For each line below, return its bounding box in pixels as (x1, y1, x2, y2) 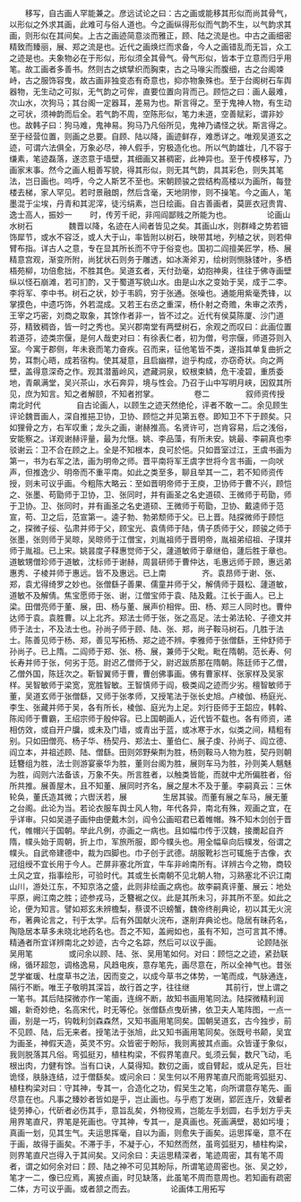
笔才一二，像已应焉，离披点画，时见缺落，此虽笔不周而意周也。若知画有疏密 (9, 1172, 292, 1182)
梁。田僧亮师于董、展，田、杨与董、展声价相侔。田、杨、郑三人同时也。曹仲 (9, 601, 292, 612)
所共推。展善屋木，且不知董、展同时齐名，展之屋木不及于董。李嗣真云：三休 (9, 780, 292, 791)
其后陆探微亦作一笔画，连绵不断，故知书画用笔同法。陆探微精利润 (39, 993, 284, 1003)
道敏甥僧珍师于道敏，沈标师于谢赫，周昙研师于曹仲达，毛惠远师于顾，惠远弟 (9, 556, 292, 567)
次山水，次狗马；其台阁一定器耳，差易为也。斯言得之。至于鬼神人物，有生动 (9, 98, 292, 107)
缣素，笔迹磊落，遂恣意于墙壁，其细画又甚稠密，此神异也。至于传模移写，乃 (9, 153, 292, 164)
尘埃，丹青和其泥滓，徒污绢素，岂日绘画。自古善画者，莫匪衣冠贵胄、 (32, 198, 292, 209)
